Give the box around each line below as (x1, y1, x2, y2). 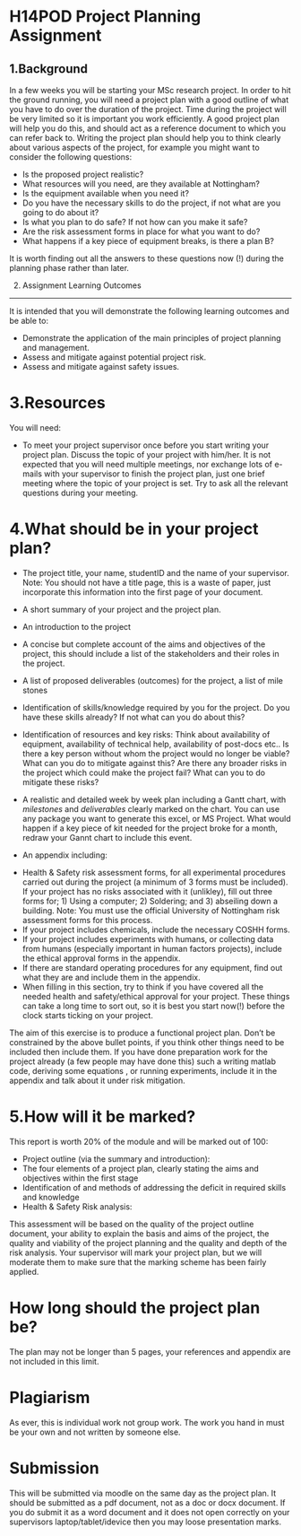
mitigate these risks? (21, 776, 99, 787)
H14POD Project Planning (9, 6, 202, 27)
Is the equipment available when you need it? (21, 188, 190, 198)
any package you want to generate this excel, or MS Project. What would (21, 813, 291, 824)
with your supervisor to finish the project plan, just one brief (44, 468, 266, 479)
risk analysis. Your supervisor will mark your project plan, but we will (9, 1247, 262, 1258)
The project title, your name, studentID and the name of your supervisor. (21, 567, 289, 578)
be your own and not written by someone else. (9, 1427, 181, 1437)
